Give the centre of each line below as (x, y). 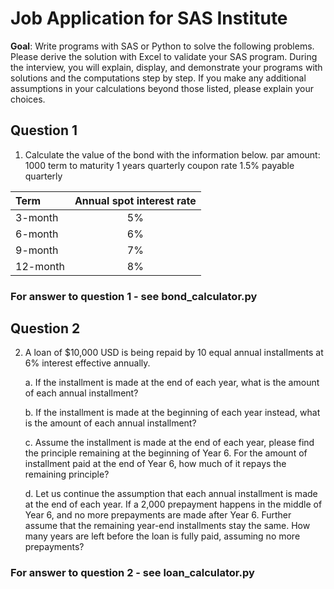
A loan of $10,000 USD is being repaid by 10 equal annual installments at (174, 353)
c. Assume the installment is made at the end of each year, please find (169, 443)
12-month (40, 266)
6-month (37, 234)
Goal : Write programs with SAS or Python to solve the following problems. (162, 46)
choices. (28, 99)
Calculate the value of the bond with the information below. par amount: (172, 154)
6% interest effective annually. (87, 363)
